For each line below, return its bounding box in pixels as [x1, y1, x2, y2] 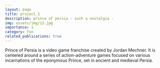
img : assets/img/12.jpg [5, 20, 53, 26]
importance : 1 [5, 25, 34, 30]
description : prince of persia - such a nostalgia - [5, 16, 114, 21]
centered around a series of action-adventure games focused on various [5, 52, 150, 58]
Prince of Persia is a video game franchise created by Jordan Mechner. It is [5, 47, 156, 53]
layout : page [5, 7, 32, 12]
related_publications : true [5, 34, 62, 39]
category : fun [5, 29, 34, 34]
